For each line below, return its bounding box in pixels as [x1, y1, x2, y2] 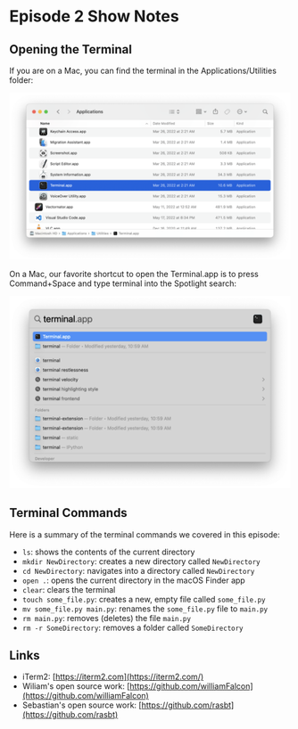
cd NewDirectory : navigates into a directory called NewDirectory [21, 565, 255, 576]
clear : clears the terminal [21, 584, 116, 594]
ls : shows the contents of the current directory [21, 546, 195, 557]
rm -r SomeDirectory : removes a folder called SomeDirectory [21, 622, 244, 633]
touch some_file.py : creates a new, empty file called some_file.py [21, 594, 266, 604]
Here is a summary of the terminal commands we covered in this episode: [9, 528, 280, 540]
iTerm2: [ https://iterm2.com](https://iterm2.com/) [21, 671, 204, 683]
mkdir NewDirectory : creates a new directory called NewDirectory [21, 555, 261, 567]
